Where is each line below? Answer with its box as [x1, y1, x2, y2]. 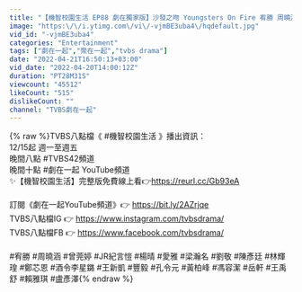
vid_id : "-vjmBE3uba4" [9, 30, 94, 39]
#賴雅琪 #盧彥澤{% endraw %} [19, 273, 134, 284]
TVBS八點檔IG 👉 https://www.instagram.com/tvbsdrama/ [9, 213, 225, 225]
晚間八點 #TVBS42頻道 [9, 154, 95, 164]
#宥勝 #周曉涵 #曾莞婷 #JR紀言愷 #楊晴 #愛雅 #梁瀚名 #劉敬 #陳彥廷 [9, 251, 263, 261]
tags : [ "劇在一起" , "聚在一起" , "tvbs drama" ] [9, 47, 168, 56]
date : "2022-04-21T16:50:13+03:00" [9, 55, 143, 64]
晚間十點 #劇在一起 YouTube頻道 [9, 164, 130, 175]
